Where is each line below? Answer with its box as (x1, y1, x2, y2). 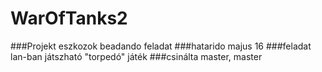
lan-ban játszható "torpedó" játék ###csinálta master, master (10, 50, 263, 62)
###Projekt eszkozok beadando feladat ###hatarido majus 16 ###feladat (10, 40, 312, 52)
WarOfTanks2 (10, 7, 128, 30)
